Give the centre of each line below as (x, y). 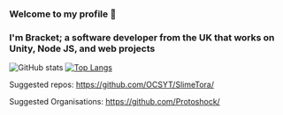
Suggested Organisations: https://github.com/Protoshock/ (115, 102)
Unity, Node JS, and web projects (82, 48)
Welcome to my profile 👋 (63, 14)
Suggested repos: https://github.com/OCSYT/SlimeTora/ (112, 85)
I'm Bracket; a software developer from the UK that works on (142, 37)
